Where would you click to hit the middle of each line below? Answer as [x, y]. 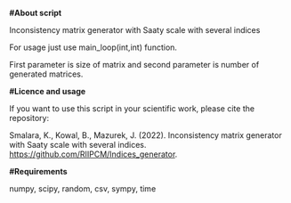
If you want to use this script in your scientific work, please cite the [132, 109]
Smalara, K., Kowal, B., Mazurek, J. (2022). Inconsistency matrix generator [145, 135]
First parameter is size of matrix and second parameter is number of [134, 65]
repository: [29, 118]
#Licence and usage [48, 91]
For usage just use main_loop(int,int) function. [93, 47]
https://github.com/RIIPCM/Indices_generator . [93, 154]
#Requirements [39, 171]
